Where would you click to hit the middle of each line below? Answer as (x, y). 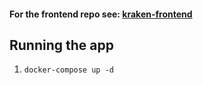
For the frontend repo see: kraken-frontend (101, 14)
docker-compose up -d (68, 70)
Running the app (61, 45)
